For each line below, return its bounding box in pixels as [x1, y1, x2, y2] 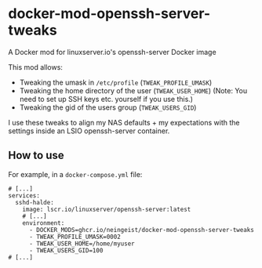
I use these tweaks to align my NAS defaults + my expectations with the [8, 118, 240, 127]
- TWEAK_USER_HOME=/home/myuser [28, 240, 135, 248]
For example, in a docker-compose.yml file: [8, 169, 143, 179]
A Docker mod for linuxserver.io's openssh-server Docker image [8, 47, 217, 56]
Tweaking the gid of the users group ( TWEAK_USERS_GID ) [19, 103, 197, 112]
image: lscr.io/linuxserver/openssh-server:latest [22, 205, 191, 213]
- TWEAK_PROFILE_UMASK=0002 [28, 233, 122, 241]
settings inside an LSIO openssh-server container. [8, 126, 170, 136]
